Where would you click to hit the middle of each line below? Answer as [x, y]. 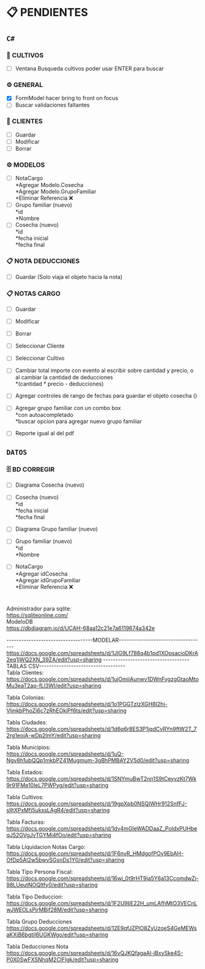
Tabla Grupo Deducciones [39, 921]
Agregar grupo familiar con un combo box [68, 408]
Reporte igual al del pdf [45, 433]
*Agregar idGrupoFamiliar [48, 580]
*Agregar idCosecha [41, 574]
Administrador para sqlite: [39, 609]
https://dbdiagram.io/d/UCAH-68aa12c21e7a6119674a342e [80, 628]
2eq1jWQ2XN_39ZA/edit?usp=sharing [54, 659]
